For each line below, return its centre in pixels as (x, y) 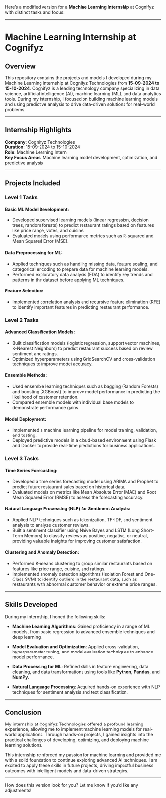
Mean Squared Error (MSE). (41, 241)
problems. (15, 109)
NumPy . (21, 677)
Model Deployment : (26, 419)
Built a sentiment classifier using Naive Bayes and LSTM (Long (76, 530)
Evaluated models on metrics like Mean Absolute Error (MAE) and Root (84, 492)
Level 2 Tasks (22, 320)
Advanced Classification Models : (40, 332)
